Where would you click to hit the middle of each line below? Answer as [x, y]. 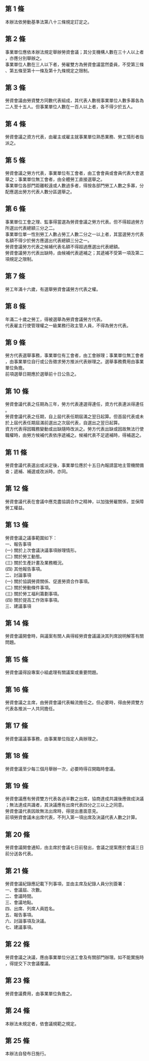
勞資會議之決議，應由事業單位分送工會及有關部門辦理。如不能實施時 [74, 957]
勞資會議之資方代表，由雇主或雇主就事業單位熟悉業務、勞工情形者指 [74, 137]
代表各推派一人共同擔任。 [31, 709]
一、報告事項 [18, 544]
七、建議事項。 [20, 927]
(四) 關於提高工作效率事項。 [33, 600]
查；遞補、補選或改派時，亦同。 [38, 471]
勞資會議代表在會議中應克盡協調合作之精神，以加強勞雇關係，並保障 [74, 501]
